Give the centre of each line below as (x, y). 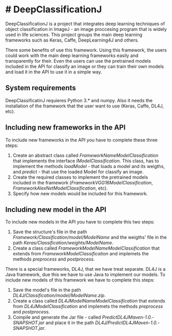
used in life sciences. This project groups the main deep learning (74, 34)
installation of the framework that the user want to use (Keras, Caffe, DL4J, (85, 106)
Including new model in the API (56, 209)
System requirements (41, 88)
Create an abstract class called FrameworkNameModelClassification (85, 155)
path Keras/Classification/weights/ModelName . (63, 243)
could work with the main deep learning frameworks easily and (72, 55)
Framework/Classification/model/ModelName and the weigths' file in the (90, 237)
